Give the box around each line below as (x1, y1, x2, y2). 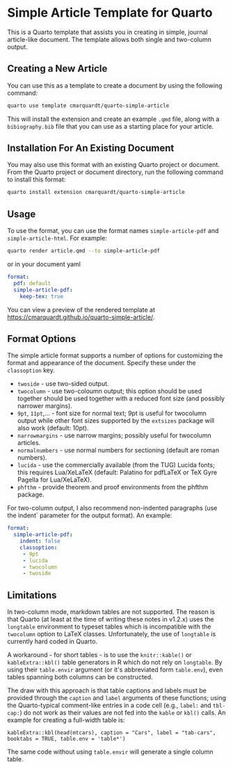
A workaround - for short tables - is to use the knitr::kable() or (7, 651, 192, 659)
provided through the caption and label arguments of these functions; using (7, 694, 227, 702)
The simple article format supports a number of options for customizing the (7, 351, 223, 359)
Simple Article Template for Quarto (7, 5, 213, 21)
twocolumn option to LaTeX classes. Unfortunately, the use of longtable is (7, 630, 216, 638)
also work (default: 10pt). (17, 424, 89, 432)
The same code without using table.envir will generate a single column (7, 747, 214, 756)
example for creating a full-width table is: (7, 716, 125, 725)
